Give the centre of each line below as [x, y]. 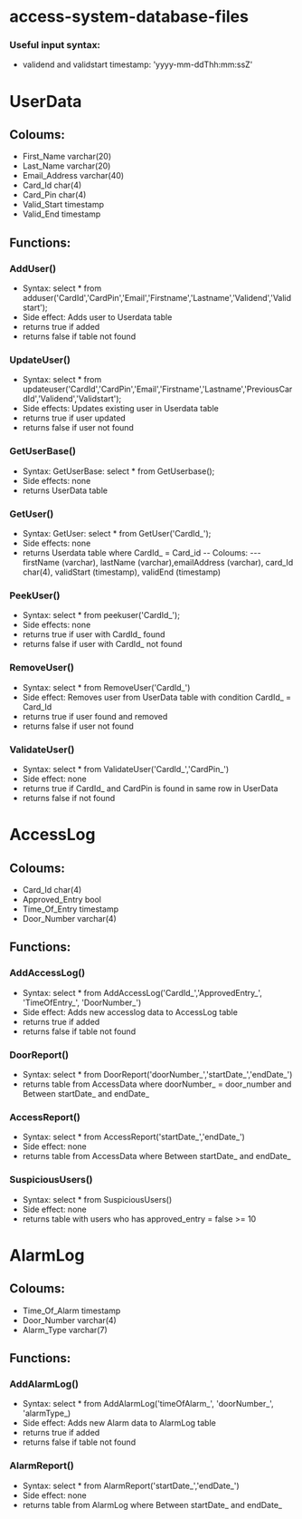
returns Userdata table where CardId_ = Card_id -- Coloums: [135, 553]
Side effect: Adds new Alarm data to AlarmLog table [119, 1423]
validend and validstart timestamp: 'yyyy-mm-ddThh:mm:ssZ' [137, 64]
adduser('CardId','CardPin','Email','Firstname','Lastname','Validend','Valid [157, 298]
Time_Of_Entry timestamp [71, 909]
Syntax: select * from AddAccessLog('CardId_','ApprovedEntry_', [142, 992]
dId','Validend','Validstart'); [72, 399]
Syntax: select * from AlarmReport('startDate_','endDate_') [131, 1485]
